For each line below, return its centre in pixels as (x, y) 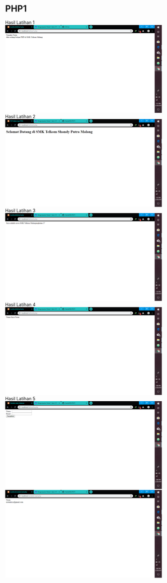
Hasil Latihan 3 (20, 210)
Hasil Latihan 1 (20, 22)
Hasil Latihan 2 (20, 116)
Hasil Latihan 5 (20, 398)
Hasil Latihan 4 (20, 304)
